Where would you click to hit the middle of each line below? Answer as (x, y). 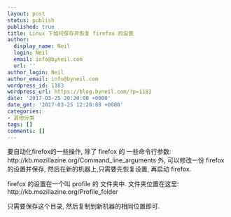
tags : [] (20, 124)
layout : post (26, 14)
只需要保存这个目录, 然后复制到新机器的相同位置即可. (84, 206)
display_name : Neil (42, 46)
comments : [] (26, 131)
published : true (31, 27)
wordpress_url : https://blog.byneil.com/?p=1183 (79, 92)
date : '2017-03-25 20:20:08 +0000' (59, 99)
